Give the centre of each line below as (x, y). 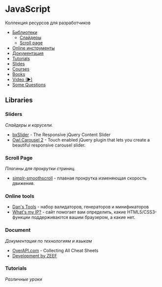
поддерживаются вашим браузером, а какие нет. (83, 217)
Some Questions (29, 84)
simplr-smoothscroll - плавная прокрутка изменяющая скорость (79, 178)
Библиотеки (25, 32)
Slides (18, 64)
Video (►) (22, 79)
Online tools (20, 196)
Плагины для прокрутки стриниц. (40, 168)
